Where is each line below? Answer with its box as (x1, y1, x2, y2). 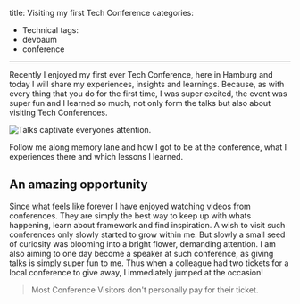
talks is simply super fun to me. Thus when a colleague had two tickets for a (9, 258, 289, 268)
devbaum (21, 35, 58, 45)
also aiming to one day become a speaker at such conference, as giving (9, 248, 274, 259)
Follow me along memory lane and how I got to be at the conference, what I (9, 142, 287, 152)
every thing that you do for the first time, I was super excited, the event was (9, 88, 287, 99)
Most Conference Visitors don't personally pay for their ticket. (30, 284, 259, 295)
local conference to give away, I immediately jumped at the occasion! (9, 267, 263, 277)
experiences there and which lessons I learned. (9, 152, 184, 161)
